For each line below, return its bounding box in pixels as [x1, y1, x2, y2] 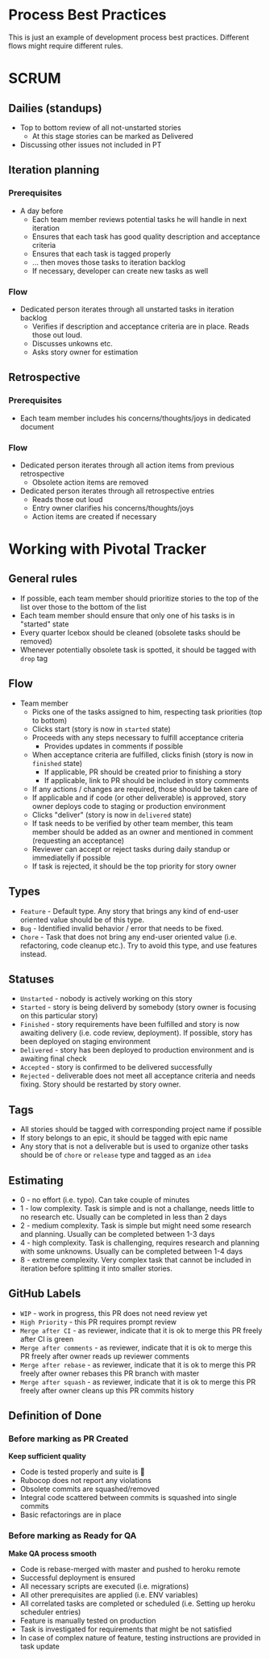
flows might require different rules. [8, 40, 123, 50]
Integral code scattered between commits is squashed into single [19, 1493, 237, 1502]
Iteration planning [8, 163, 100, 177]
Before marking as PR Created [8, 1433, 129, 1444]
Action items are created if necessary [31, 511, 157, 522]
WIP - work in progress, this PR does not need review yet [19, 1308, 208, 1318]
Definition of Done [8, 1409, 102, 1422]
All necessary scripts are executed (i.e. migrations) [19, 1581, 189, 1591]
